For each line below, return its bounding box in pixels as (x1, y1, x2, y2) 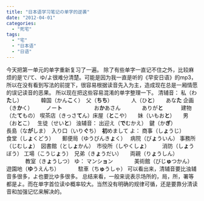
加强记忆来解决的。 (16, 188, 65, 195)
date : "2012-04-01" (6, 15, 56, 21)
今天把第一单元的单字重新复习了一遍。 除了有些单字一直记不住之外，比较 (6, 66, 189, 73)
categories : (6, 20, 36, 26)
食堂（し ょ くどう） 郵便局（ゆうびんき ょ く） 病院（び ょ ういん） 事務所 (6, 135, 196, 142)
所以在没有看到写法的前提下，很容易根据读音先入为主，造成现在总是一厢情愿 (6, 81, 198, 88)
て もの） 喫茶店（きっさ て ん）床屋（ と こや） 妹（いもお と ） (17, 111, 173, 119)
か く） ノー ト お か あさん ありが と (17, 104, 163, 111)
